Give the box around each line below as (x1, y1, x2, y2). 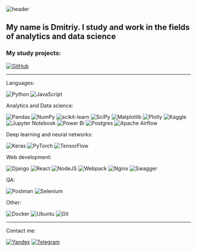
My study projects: (6, 49, 62, 57)
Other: (6, 199, 22, 206)
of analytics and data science (6, 32, 116, 42)
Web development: (6, 153, 52, 160)
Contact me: (6, 227, 36, 234)
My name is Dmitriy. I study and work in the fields (6, 22, 190, 32)
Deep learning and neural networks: (6, 130, 93, 137)
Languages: (6, 79, 35, 86)
